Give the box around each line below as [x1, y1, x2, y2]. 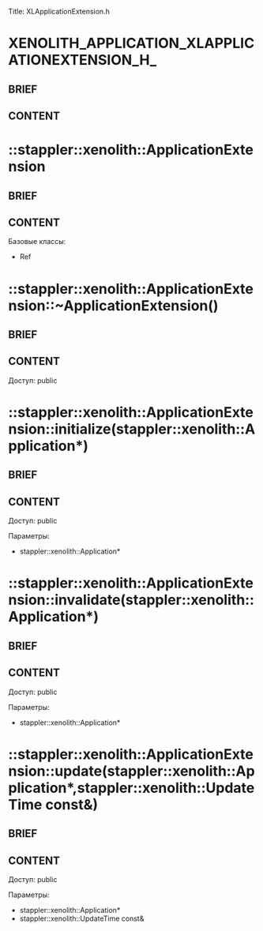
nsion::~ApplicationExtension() [8, 296, 219, 314]
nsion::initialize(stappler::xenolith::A [8, 420, 256, 437]
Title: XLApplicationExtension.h [8, 7, 111, 16]
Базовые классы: [8, 237, 66, 246]
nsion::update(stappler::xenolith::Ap [8, 762, 255, 780]
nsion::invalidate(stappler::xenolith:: [8, 591, 255, 609]
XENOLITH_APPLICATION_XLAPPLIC [8, 35, 255, 52]
